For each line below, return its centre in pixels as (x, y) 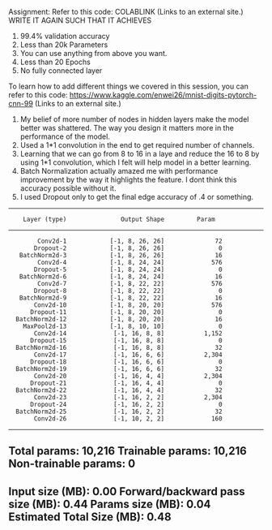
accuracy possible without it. (68, 188)
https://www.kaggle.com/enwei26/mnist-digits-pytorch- (163, 95)
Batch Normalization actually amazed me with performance (119, 171)
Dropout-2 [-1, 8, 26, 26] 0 (128, 248)
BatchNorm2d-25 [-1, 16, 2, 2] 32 (119, 412)
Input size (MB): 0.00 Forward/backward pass (127, 491)
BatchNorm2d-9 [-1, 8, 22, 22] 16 (121, 298)
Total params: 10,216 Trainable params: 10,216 (127, 451)
